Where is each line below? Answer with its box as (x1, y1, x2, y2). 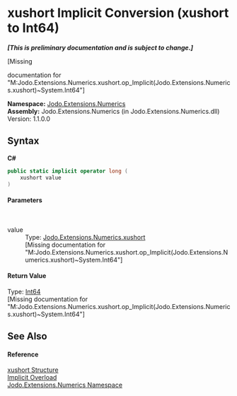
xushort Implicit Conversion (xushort (7, 5, 229, 21)
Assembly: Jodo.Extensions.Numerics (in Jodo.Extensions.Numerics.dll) (7, 107, 220, 115)
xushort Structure (7, 366, 59, 374)
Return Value (7, 272, 47, 280)
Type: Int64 (7, 287, 41, 296)
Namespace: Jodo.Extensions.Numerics (7, 99, 126, 107)
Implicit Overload (7, 373, 57, 382)
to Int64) (7, 20, 60, 36)
